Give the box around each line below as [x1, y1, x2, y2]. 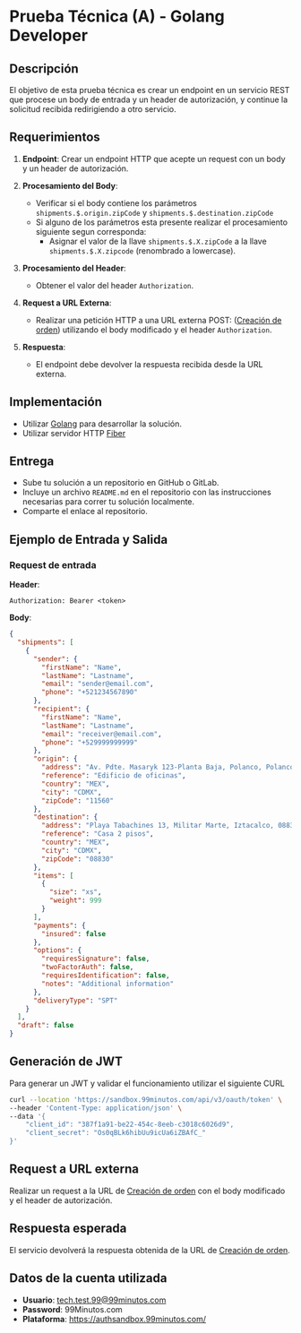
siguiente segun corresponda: [35, 226, 147, 236]
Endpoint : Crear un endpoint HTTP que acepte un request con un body [21, 153, 286, 164]
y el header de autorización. [9, 1194, 113, 1206]
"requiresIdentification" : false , [41, 971, 170, 980]
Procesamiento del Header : [21, 262, 127, 273]
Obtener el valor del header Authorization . [35, 279, 194, 290]
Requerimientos [9, 130, 100, 145]
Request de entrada [9, 558, 97, 571]
